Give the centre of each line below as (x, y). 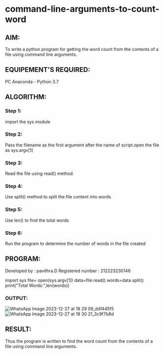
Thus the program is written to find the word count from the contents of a (79, 341)
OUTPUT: (16, 298)
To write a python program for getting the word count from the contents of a (82, 49)
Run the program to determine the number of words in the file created (75, 243)
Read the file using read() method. (40, 174)
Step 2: (14, 134)
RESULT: (18, 329)
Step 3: (14, 163)
